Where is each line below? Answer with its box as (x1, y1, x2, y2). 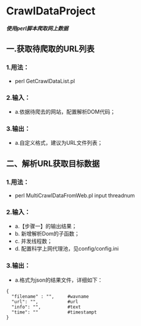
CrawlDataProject (6, 4, 96, 18)
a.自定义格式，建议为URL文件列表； (14, 139, 103, 147)
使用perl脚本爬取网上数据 (6, 25, 68, 32)
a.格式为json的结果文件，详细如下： (14, 276, 103, 284)
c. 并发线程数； (14, 237, 52, 245)
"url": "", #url (11, 298, 79, 304)
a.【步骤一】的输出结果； (14, 223, 77, 230)
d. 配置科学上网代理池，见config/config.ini (14, 245, 119, 252)
